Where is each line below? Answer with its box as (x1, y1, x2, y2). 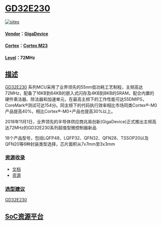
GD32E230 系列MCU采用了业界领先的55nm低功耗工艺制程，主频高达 (5, 84, 143, 90)
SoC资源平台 (5, 212, 44, 221)
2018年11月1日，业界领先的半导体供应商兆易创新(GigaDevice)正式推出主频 (5, 118, 152, 124)
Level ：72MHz (5, 54, 35, 61)
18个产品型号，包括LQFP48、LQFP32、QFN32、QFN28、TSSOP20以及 (5, 135, 149, 141)
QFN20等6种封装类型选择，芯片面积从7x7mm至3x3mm (5, 141, 115, 147)
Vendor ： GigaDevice (5, 31, 49, 36)
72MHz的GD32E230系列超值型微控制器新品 (9, 125, 97, 130)
